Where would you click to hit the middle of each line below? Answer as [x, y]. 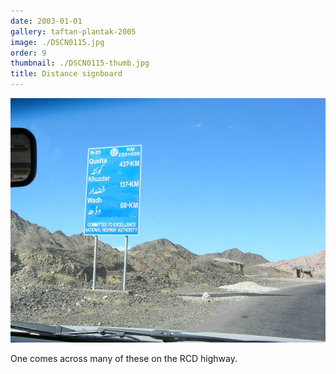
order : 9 [28, 53]
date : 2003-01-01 [46, 21]
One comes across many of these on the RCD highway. [124, 359]
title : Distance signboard [66, 74]
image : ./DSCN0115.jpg [57, 42]
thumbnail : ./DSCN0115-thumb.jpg [80, 63]
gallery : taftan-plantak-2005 [73, 31]
